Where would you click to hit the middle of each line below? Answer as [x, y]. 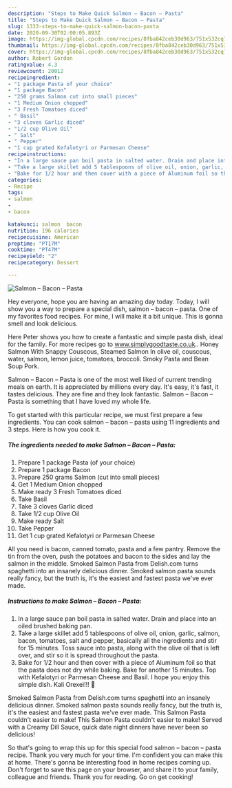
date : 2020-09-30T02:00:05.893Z [54, 33]
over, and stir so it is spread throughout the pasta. [88, 655]
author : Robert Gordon [40, 58]
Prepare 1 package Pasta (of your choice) [76, 462]
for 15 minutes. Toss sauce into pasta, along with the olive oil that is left [118, 648]
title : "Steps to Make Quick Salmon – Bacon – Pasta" [87, 20]
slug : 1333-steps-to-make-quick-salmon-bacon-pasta [83, 26]
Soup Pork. [24, 366]
